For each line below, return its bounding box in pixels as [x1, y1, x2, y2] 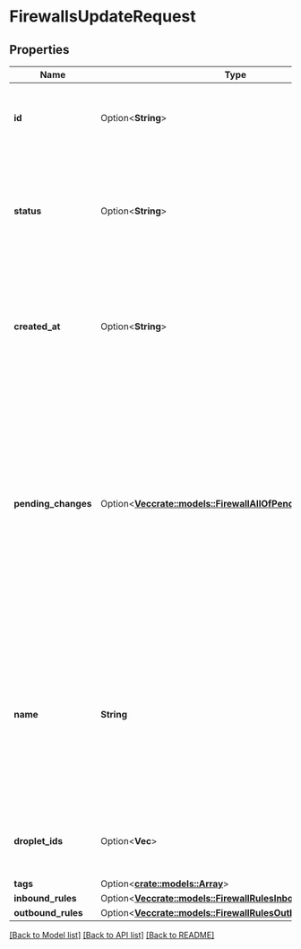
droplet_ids [13, 835, 64, 847]
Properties [9, 42, 70, 57]
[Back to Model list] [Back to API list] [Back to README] [9, 930, 215, 940]
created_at [13, 320, 61, 333]
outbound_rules [13, 907, 83, 919]
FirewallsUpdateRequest [9, 6, 197, 27]
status [13, 205, 42, 217]
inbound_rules [13, 892, 77, 904]
